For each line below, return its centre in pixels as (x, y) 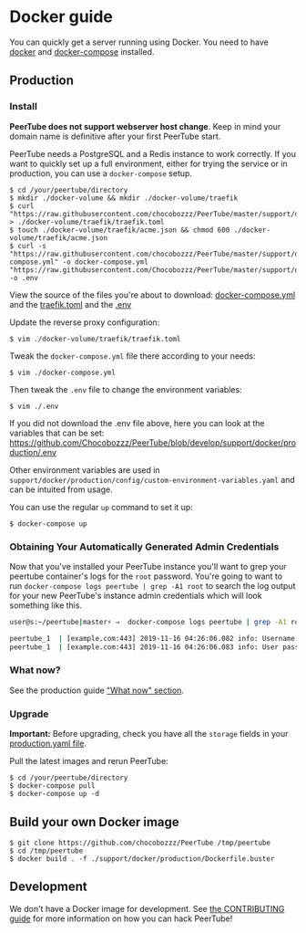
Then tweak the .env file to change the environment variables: (126, 389)
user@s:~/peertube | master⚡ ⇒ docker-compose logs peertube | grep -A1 (148, 622)
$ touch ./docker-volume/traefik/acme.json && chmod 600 (120, 230)
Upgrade (29, 714)
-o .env (24, 278)
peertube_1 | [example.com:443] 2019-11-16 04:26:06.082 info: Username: (154, 638)
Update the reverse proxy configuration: (85, 322)
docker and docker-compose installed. (82, 51)
